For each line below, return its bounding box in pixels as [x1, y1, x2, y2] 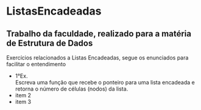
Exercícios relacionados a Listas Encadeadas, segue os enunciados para [6, 54, 189, 61]
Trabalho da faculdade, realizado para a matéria [6, 29, 192, 39]
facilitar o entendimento [6, 61, 66, 67]
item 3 [15, 98, 32, 105]
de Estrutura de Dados [6, 38, 93, 48]
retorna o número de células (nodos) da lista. [15, 85, 129, 92]
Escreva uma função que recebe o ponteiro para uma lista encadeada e [15, 79, 195, 86]
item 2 [15, 92, 32, 98]
